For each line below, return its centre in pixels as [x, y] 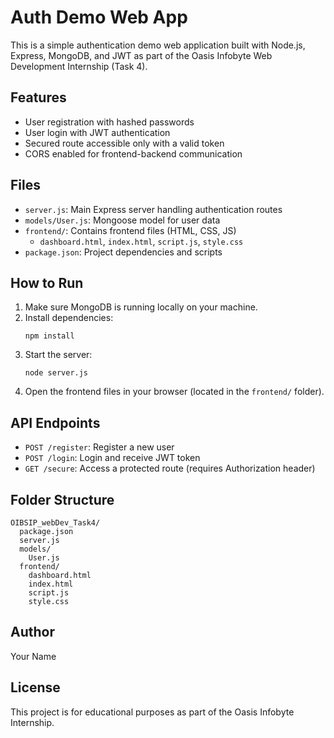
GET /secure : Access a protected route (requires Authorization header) [170, 468]
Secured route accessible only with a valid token [124, 143]
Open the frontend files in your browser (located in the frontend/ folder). [174, 392]
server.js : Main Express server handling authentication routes [153, 209]
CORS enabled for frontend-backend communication [133, 153]
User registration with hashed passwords [109, 122]
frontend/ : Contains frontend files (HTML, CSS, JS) [130, 230]
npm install [49, 336]
